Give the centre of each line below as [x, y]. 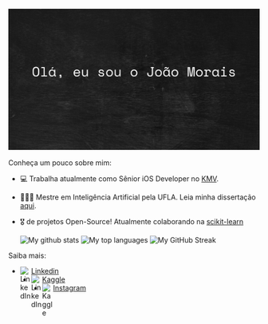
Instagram [69, 288]
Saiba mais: [27, 255]
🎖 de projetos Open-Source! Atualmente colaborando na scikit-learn [132, 221]
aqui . [28, 205]
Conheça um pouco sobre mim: [60, 163]
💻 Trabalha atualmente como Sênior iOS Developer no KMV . [119, 179]
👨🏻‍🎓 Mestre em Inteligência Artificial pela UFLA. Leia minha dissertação [138, 197]
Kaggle [53, 279]
